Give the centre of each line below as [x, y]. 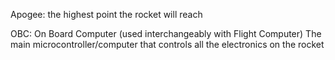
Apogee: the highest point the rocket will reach [106, 14]
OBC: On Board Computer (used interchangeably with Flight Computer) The [166, 33]
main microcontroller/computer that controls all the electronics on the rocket [167, 44]
